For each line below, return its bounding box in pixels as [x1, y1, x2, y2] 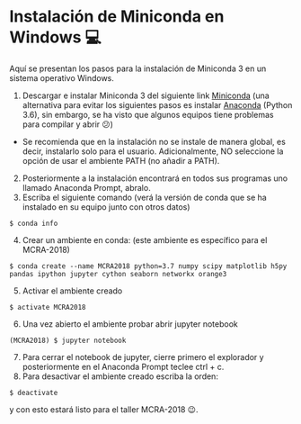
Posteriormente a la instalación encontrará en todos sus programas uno [22, 173, 288, 184]
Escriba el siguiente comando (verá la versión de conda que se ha [22, 192, 267, 203]
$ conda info [9, 219, 58, 228]
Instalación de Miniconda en [9, 6, 225, 27]
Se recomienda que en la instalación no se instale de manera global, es [22, 136, 286, 147]
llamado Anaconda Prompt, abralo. [22, 182, 151, 193]
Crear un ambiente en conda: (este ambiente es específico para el [22, 234, 268, 245]
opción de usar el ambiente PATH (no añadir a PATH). [22, 155, 220, 166]
